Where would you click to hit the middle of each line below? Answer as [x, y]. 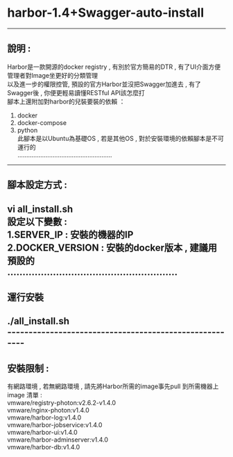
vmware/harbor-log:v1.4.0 [44, 417]
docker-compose [42, 122]
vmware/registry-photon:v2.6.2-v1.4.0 [62, 403]
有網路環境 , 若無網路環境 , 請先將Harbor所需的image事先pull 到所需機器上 [113, 386]
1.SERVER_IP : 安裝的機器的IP [70, 234]
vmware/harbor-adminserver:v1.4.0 [58, 440]
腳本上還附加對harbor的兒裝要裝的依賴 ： [66, 101]
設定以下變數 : [37, 221]
